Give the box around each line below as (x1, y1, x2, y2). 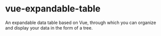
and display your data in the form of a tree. (5, 24, 93, 30)
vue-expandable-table (5, 3, 101, 14)
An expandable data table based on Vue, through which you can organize (5, 19, 156, 25)
